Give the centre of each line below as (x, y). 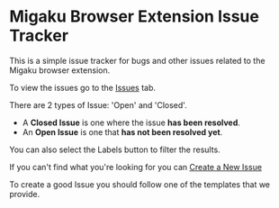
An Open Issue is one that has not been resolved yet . (122, 131)
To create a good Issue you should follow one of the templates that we (140, 184)
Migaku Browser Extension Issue (134, 17)
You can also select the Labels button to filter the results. (115, 149)
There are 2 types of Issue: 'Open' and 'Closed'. (98, 104)
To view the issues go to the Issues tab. (82, 87)
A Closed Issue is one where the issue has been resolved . (131, 122)
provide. (25, 194)
